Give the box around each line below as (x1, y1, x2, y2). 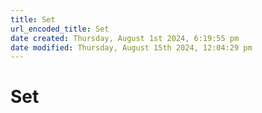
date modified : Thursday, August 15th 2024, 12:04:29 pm (10, 42, 253, 53)
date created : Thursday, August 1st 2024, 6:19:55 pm (10, 33, 240, 43)
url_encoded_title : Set (10, 24, 110, 34)
